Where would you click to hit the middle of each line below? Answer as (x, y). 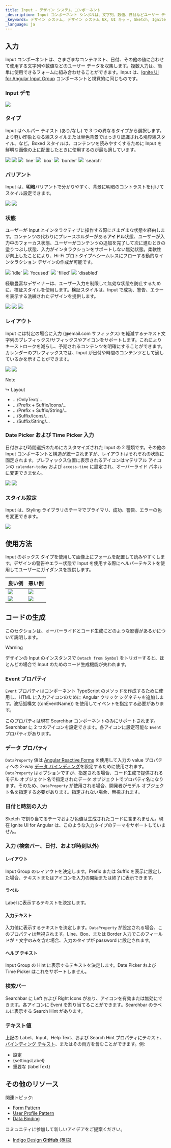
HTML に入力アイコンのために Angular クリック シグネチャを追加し (89, 697)
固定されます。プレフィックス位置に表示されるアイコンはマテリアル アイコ (83, 460)
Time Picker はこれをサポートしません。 (47, 972)
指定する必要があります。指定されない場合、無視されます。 (81, 792)
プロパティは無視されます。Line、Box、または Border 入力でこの (77, 934)
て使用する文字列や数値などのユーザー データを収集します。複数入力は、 (81, 66)
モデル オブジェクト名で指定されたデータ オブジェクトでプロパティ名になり (84, 779)
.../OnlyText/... (27, 399)
